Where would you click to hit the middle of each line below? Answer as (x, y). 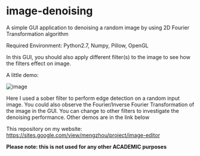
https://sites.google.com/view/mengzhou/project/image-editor (83, 135)
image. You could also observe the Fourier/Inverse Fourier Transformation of (100, 104)
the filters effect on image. (39, 63)
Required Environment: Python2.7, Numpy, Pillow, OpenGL (78, 45)
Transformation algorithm (37, 33)
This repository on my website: (44, 129)
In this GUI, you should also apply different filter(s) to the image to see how (99, 57)
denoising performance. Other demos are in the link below (78, 117)
